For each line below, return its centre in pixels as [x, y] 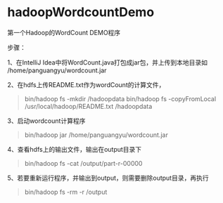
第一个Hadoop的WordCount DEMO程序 [64, 32]
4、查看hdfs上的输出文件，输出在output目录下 [75, 149]
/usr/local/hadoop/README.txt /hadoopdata [88, 106]
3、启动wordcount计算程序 [46, 121]
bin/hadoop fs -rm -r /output [66, 192]
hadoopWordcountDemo [81, 12]
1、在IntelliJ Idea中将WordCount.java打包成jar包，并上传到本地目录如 [108, 62]
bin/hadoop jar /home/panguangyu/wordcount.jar [96, 135]
